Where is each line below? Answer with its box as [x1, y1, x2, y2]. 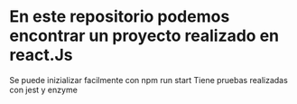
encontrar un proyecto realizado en [9, 25, 280, 46]
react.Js [9, 45, 74, 65]
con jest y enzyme [9, 84, 79, 95]
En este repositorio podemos [9, 6, 230, 27]
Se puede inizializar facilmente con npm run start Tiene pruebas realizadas [9, 74, 289, 85]
